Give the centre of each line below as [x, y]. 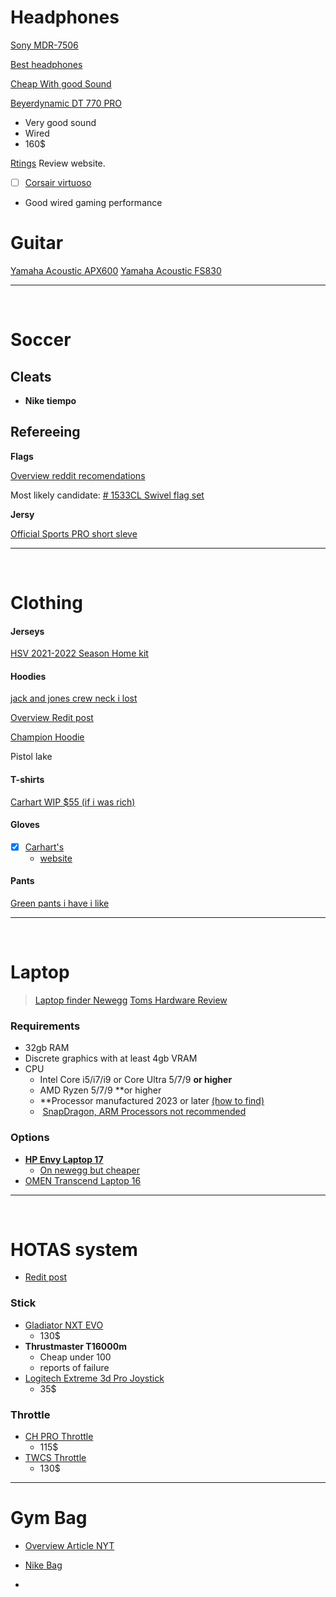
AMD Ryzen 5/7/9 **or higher [100, 1090]
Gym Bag [49, 1518]
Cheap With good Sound [61, 83]
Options [30, 1138]
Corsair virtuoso [58, 182]
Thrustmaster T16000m [75, 1346]
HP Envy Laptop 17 [64, 1159]
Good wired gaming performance [93, 202]
